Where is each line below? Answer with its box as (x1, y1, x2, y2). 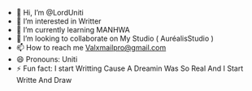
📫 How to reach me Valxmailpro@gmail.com (15, 43, 167, 52)
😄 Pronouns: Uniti (15, 54, 78, 64)
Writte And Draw (15, 76, 72, 84)
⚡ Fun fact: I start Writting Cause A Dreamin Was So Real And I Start (15, 63, 244, 73)
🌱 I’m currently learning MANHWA (15, 25, 130, 34)
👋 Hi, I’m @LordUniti (15, 8, 84, 17)
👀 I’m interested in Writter (15, 16, 102, 26)
